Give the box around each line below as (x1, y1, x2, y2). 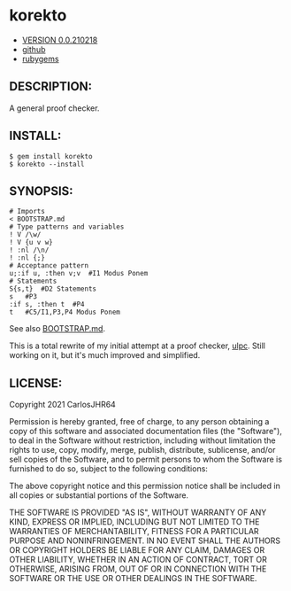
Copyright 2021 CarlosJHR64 (9, 400, 117, 410)
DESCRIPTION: (9, 79, 93, 94)
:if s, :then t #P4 (9, 300, 86, 309)
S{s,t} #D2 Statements (9, 284, 97, 293)
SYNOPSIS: (9, 183, 73, 198)
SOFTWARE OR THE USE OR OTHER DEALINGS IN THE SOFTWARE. (9, 573, 257, 584)
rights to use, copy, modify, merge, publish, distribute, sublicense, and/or (9, 445, 276, 455)
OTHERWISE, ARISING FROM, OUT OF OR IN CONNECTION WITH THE (9, 564, 267, 574)
